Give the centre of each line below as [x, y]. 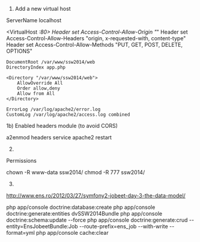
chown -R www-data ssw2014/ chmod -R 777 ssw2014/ [76, 172]
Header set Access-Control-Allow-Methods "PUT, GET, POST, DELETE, [95, 45]
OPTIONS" [20, 51]
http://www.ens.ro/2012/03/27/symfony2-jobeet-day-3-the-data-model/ [96, 195]
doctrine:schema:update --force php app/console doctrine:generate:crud [97, 220]
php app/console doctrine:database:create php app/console [81, 207]
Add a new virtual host [43, 9]
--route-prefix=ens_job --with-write [123, 226]
